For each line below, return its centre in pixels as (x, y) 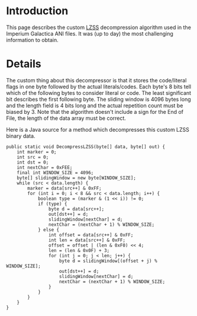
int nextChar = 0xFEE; (45, 167)
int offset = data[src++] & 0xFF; (91, 235)
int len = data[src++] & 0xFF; (87, 240)
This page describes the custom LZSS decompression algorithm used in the (98, 27)
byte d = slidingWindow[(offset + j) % (108, 261)
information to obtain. (32, 40)
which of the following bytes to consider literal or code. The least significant (98, 92)
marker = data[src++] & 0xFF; (64, 188)
